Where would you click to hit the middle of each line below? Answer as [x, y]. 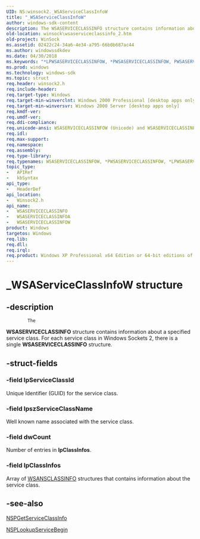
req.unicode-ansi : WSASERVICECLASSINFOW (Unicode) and [76, 128]
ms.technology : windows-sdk [41, 73]
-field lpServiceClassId [40, 380]
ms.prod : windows [28, 67]
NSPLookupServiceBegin [37, 529]
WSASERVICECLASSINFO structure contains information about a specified [98, 332]
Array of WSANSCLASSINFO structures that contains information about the [98, 478]
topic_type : [21, 167]
